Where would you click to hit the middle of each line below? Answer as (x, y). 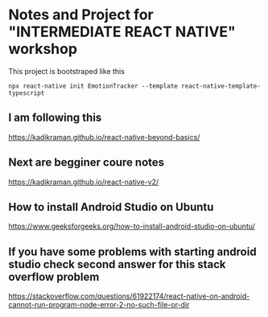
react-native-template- (221, 86)
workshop (43, 49)
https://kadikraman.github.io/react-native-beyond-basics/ (104, 137)
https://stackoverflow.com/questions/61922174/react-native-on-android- (129, 296)
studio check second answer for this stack (118, 264)
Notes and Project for (81, 15)
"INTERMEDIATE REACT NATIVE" (122, 32)
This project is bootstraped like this (66, 71)
